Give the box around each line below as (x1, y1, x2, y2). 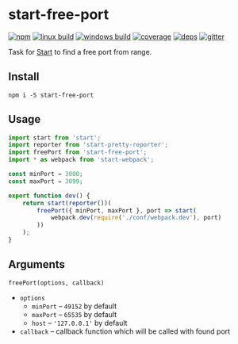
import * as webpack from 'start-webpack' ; (8, 156, 155, 164)
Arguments (8, 258, 66, 271)
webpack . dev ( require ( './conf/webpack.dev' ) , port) (50, 214, 222, 222)
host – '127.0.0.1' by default (31, 318, 128, 327)
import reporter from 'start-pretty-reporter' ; (8, 141, 169, 149)
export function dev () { (8, 192, 90, 200)
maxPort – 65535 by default (31, 309, 117, 319)
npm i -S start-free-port (8, 91, 94, 99)
